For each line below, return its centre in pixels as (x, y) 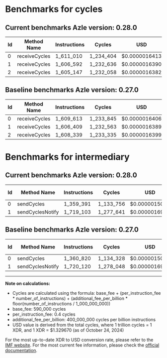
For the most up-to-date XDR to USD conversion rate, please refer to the (79, 340)
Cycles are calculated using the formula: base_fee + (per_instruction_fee (86, 293)
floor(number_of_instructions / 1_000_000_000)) (61, 303)
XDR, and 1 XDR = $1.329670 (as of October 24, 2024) (68, 330)
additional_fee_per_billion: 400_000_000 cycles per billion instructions (84, 319)
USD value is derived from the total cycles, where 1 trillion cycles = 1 (82, 325)
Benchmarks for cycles (54, 9)
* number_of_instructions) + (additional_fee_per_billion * (70, 298)
